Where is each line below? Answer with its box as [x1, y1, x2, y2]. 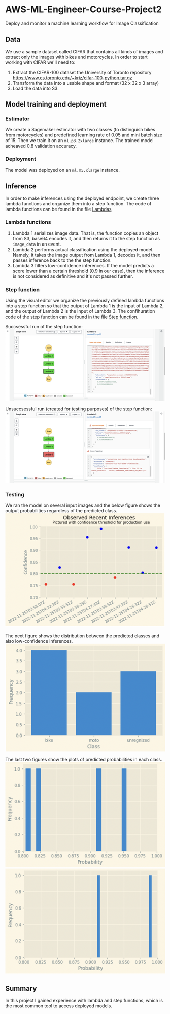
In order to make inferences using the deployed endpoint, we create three [5, 195, 159, 201]
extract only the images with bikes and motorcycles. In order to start [5, 54, 148, 60]
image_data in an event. [12, 241, 61, 247]
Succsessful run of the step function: [5, 324, 83, 330]
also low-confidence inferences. [5, 638, 73, 644]
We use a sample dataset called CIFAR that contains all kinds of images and [5, 48, 163, 54]
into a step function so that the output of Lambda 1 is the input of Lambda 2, [5, 303, 164, 309]
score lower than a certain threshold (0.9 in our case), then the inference [12, 268, 165, 274]
